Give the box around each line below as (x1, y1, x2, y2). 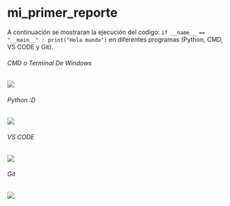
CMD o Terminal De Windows (7, 58, 92, 67)
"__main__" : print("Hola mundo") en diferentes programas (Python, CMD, (7, 35, 223, 43)
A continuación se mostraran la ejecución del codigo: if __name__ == (7, 28, 206, 36)
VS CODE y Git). (7, 42, 54, 51)
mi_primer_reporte (7, 5, 118, 21)
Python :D (7, 95, 36, 104)
